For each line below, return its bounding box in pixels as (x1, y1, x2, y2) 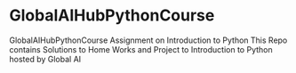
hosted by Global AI (9, 53, 82, 64)
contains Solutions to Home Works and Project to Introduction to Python (9, 44, 273, 54)
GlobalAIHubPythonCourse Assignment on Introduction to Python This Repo (9, 35, 288, 45)
